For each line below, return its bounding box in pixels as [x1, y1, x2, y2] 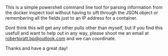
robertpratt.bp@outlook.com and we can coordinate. [5, 35, 116, 41]
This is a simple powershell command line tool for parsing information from [5, 5, 163, 10]
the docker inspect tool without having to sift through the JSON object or [5, 10, 158, 16]
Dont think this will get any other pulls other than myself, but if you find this [5, 25, 163, 31]
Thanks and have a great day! [5, 45, 68, 51]
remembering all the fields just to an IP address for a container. [5, 15, 138, 21]
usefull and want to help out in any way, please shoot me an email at [5, 30, 149, 36]
